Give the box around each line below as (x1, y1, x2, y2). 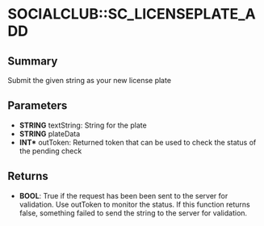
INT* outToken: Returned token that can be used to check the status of (19, 137, 257, 147)
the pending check (19, 146, 82, 156)
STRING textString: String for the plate (19, 120, 147, 130)
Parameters (7, 98, 68, 113)
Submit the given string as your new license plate (7, 76, 171, 85)
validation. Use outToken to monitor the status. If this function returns (19, 199, 251, 209)
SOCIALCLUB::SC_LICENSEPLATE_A (7, 5, 256, 23)
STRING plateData (19, 128, 81, 138)
